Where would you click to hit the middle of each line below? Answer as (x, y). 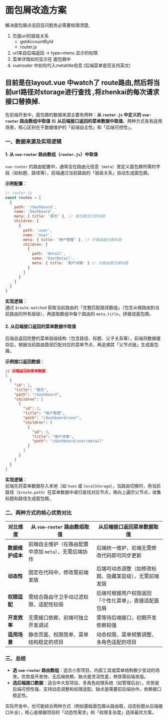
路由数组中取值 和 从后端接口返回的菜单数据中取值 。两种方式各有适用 (91, 121)
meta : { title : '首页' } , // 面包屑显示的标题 (60, 217)
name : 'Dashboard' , (34, 212)
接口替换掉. (23, 102)
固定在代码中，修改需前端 (58, 572)
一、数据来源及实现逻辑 (33, 141)
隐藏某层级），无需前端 (133, 576)
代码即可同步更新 (122, 555)
